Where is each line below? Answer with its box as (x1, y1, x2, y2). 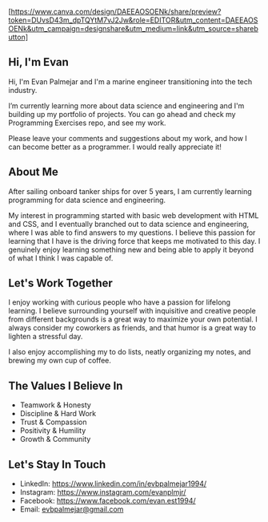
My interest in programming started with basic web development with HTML (8, 210, 259, 220)
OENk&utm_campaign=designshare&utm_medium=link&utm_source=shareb (8, 24, 258, 33)
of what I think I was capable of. (8, 253, 114, 263)
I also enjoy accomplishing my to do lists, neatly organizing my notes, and (8, 347, 251, 357)
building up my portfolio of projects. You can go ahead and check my (8, 109, 236, 119)
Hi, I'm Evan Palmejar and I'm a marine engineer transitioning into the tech (8, 76, 253, 87)
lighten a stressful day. (8, 332, 83, 342)
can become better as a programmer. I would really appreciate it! (8, 142, 222, 152)
